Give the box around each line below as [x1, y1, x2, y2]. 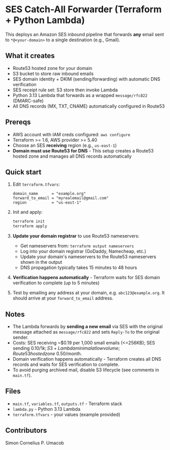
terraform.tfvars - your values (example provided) [12, 411, 121, 417]
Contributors [5, 426, 47, 435]
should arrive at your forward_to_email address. [12, 295, 114, 302]
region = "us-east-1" [12, 200, 81, 205]
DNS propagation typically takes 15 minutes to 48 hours [20, 264, 137, 271]
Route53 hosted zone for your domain [12, 65, 93, 71]
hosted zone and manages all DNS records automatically [12, 153, 132, 159]
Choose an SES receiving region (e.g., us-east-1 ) [12, 142, 117, 148]
